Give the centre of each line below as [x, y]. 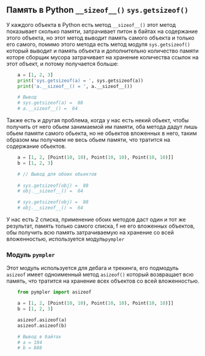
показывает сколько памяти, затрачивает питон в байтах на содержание [102, 31]
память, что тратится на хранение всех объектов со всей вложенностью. [103, 281]
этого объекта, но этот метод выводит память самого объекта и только [100, 38]
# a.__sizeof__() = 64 [48, 109]
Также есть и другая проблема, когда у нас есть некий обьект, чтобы [98, 120]
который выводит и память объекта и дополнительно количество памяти [102, 51]
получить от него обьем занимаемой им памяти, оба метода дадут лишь [102, 127]
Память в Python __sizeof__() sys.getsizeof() [97, 10]
